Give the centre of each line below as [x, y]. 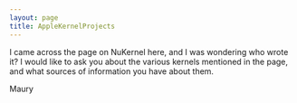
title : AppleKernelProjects [62, 26]
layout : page [34, 18]
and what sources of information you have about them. [112, 71]
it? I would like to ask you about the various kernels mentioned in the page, [148, 61]
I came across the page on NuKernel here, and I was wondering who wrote [149, 51]
